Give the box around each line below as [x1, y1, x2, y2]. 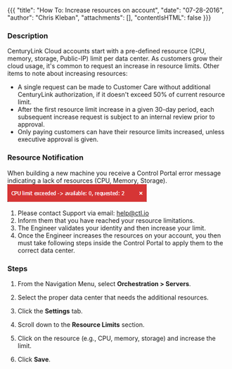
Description [7, 31, 49, 41]
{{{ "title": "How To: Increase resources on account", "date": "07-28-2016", [7, 6, 224, 14]
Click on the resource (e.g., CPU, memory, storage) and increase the [17, 334, 217, 342]
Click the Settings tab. [17, 306, 83, 315]
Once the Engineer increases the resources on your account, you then [17, 231, 221, 240]
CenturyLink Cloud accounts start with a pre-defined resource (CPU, [7, 47, 206, 56]
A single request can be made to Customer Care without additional [17, 83, 211, 91]
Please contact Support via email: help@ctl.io [17, 209, 150, 217]
